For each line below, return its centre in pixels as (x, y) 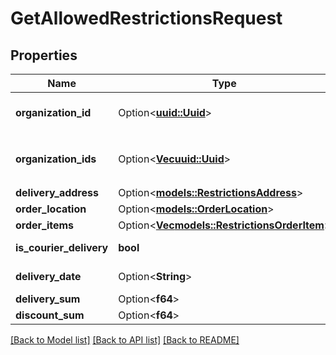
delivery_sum (48, 299)
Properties (44, 55)
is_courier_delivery (62, 247)
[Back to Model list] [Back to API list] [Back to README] (125, 340)
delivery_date (48, 276)
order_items (45, 225)
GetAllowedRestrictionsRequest (146, 18)
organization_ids (56, 159)
